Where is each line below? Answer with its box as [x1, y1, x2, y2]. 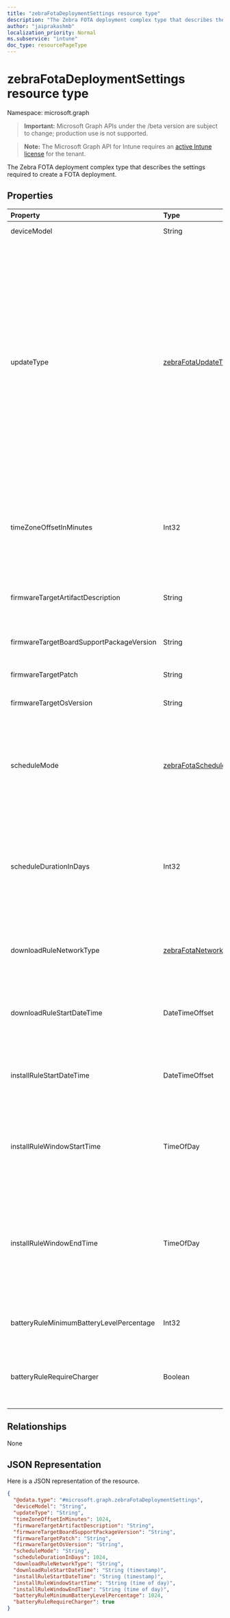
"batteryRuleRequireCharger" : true [13, 1599, 115, 1606]
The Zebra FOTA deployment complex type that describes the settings [7, 162, 205, 171]
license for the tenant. [23, 149, 86, 158]
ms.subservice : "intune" [7, 36, 78, 42]
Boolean [163, 1371, 190, 1381]
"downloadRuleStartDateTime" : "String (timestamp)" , [13, 1567, 167, 1573]
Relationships [7, 1421, 67, 1432]
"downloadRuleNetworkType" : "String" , [13, 1560, 125, 1567]
